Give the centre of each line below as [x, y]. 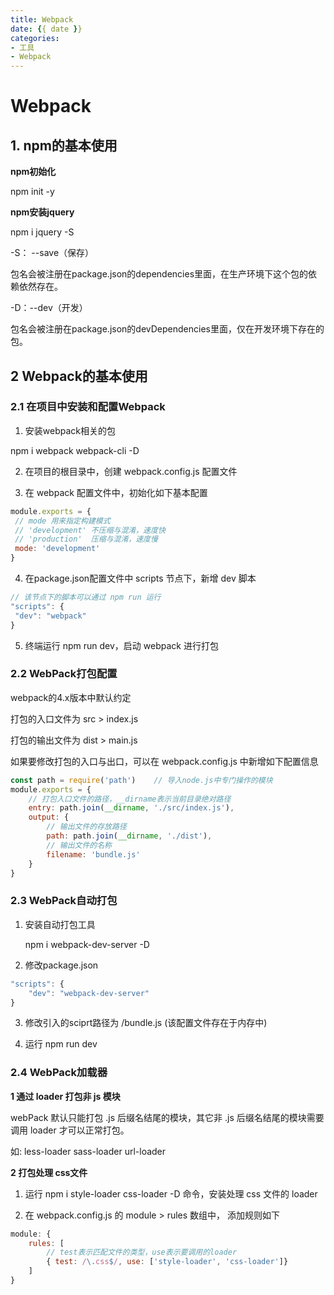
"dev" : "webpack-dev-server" [89, 993]
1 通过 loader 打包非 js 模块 [65, 1096]
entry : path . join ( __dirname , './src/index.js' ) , [131, 808]
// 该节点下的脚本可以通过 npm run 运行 [86, 597]
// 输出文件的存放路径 [86, 827]
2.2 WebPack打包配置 [64, 674]
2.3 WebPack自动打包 [64, 901]
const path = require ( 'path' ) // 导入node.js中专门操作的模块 [141, 780]
